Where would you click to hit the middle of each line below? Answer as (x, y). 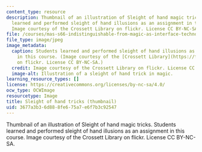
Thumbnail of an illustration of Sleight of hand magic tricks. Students (91, 124)
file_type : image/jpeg (35, 40)
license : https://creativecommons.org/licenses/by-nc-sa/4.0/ (86, 85)
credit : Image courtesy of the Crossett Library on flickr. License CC (103, 68)
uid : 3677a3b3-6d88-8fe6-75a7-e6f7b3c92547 (62, 107)
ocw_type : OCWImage (31, 90)
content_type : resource (36, 12)
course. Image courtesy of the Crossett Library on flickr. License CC (91, 137)
